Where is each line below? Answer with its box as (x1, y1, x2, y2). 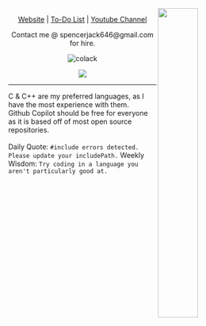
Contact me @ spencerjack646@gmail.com (11, 30, 154, 39)
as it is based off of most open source (8, 117, 132, 126)
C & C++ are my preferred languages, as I (8, 91, 144, 101)
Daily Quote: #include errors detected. (8, 142, 139, 151)
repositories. (8, 125, 50, 134)
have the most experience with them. (8, 100, 129, 109)
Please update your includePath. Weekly (8, 151, 145, 159)
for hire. (70, 39, 96, 48)
